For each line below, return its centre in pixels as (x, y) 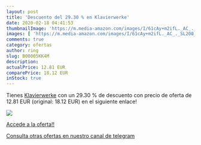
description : (22, 61)
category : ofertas (29, 45)
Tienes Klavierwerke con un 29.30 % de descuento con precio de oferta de (99, 95)
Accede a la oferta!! (31, 124)
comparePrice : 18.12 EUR (37, 73)
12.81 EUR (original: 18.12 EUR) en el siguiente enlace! (72, 101)
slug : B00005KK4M (28, 56)
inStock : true (24, 78)
